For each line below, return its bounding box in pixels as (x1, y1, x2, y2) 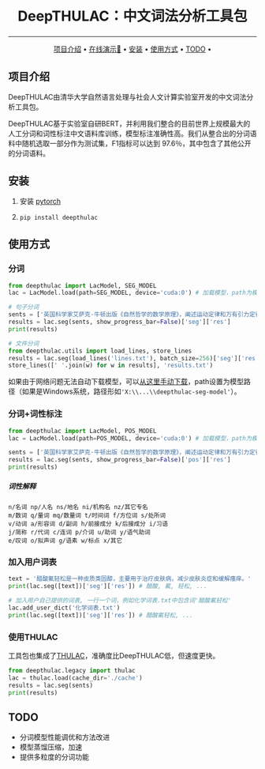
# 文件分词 (8, 339, 39, 348)
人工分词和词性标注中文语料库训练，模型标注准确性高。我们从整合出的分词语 (8, 129, 257, 138)
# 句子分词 (8, 303, 39, 311)
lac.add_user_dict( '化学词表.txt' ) (8, 604, 121, 612)
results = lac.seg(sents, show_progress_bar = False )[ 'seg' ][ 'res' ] (8, 318, 231, 326)
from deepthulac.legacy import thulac (8, 666, 136, 674)
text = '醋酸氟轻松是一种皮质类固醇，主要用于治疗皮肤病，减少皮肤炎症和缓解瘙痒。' (8, 575, 252, 583)
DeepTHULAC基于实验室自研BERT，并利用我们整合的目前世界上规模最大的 (8, 119, 251, 129)
